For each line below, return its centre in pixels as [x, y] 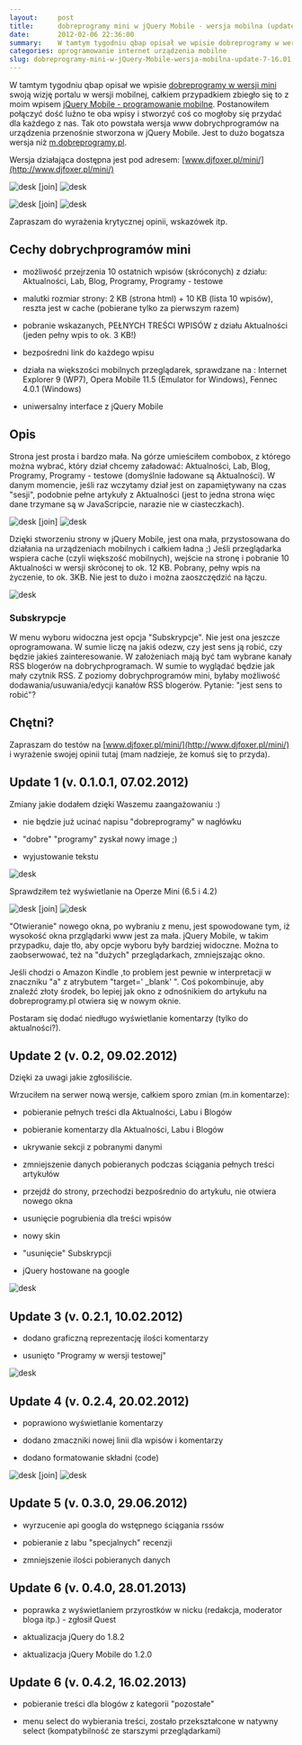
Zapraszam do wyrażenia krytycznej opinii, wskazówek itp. [119, 222]
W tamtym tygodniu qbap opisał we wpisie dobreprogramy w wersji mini [143, 85]
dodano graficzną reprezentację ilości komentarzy [115, 1338]
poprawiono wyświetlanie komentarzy [93, 1422]
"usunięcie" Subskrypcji [67, 1253]
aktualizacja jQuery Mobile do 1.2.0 [87, 1654]
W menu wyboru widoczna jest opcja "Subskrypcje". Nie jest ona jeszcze [145, 637]
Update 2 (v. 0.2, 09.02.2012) [93, 1056]
